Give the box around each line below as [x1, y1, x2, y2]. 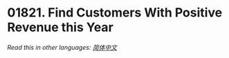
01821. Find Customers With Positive [7, 5, 223, 21]
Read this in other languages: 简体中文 [7, 43, 118, 51]
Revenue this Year [7, 19, 114, 35]
